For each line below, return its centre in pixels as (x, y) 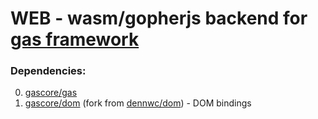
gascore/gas (51, 93)
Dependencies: (48, 71)
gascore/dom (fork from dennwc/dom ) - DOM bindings (138, 103)
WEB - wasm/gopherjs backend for (159, 18)
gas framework (75, 39)
